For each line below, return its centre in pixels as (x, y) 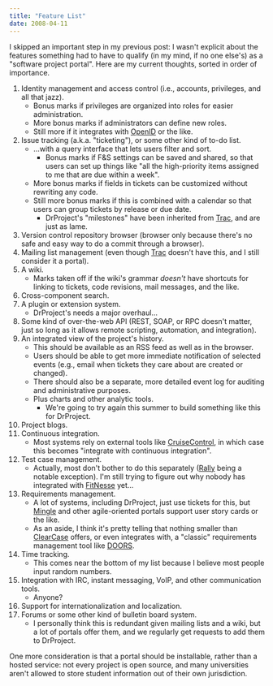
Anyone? (48, 597)
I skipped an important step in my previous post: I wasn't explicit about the (134, 46)
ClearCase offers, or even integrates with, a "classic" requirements (145, 537)
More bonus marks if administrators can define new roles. (130, 123)
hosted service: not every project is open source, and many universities (129, 664)
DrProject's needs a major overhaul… (95, 313)
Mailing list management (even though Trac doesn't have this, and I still (140, 252)
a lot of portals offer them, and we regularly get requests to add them (149, 632)
